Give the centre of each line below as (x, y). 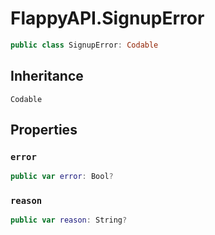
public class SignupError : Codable (84, 45)
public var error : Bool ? (62, 177)
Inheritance (47, 76)
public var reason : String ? (69, 220)
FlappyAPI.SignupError (107, 18)
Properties (44, 130)
